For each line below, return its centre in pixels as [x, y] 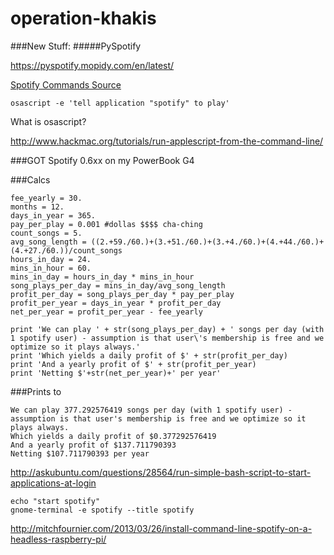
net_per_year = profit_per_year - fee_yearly [106, 312]
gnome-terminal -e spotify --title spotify [102, 510]
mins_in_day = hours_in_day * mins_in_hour [102, 277]
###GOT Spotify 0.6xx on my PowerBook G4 [102, 160]
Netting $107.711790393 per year [80, 453]
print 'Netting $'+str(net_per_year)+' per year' [116, 373]
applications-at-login [53, 483]
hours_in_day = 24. [51, 259]
